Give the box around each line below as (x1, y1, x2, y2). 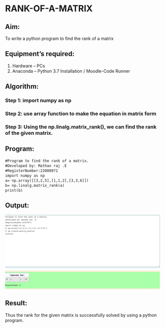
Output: (5, 201, 29, 209)
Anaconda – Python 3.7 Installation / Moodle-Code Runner (12, 68, 130, 74)
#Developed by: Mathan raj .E (5, 163, 67, 168)
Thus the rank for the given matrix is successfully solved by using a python (5, 312, 157, 318)
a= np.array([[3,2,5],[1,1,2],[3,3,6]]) (5, 178, 89, 183)
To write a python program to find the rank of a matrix (5, 35, 114, 41)
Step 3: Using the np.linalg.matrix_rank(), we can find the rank (5, 123, 157, 130)
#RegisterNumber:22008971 (5, 168, 58, 173)
